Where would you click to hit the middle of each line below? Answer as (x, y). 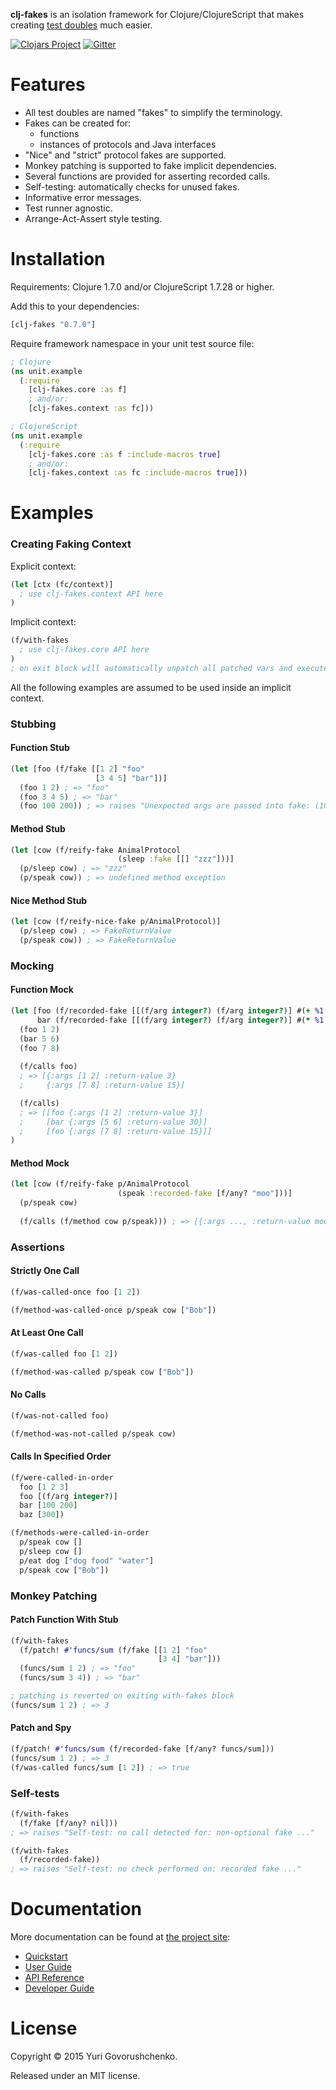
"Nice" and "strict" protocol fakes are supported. (125, 155)
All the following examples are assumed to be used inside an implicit (151, 687)
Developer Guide (59, 1988)
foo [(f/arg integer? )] (68, 1496)
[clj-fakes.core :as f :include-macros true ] (125, 454)
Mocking (32, 966)
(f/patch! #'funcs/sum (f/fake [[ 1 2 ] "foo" (113, 1650)
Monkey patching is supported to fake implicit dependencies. (150, 165)
